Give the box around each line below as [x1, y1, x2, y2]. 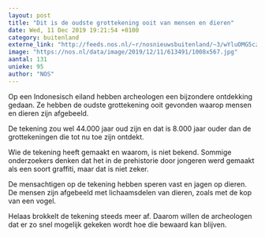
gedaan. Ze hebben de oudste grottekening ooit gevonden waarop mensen [8, 100, 252, 109]
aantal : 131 [8, 56, 47, 64]
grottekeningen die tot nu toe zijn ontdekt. [8, 131, 144, 142]
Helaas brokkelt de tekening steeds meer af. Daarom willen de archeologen [8, 211, 252, 220]
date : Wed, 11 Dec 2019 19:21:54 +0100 [8, 26, 140, 34]
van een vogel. [8, 196, 57, 206]
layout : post [8, 11, 51, 20]
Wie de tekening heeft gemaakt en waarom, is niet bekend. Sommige [8, 147, 232, 157]
